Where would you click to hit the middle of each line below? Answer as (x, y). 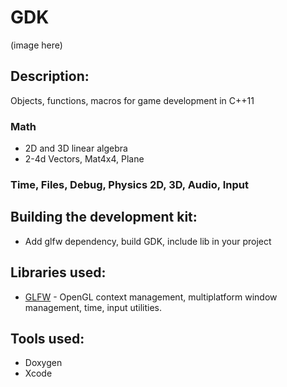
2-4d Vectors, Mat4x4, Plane (84, 159)
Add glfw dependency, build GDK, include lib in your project (148, 241)
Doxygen (43, 363)
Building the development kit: (104, 217)
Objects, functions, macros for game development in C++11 (132, 100)
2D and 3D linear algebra (76, 148)
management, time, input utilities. (93, 307)
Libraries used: (58, 272)
